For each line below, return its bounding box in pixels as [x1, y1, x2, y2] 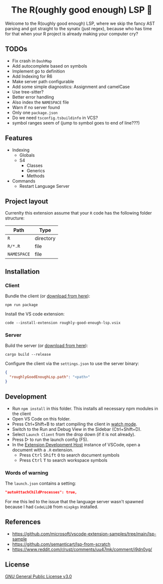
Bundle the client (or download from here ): [5, 293, 91, 299]
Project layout [5, 197, 49, 205]
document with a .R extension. [12, 447, 74, 453]
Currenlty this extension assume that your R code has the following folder [5, 210, 152, 216]
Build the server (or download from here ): [5, 343, 89, 348]
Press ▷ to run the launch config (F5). [12, 437, 89, 442]
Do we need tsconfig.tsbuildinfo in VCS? [12, 114, 98, 121]
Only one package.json [12, 109, 58, 115]
